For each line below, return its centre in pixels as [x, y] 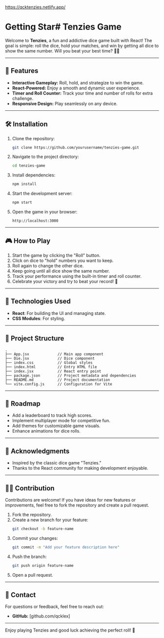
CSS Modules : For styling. [39, 318]
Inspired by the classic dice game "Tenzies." [57, 463]
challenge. [22, 98]
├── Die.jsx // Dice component [50, 358]
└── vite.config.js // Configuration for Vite [59, 384]
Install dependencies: [34, 175]
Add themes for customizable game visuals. [56, 426]
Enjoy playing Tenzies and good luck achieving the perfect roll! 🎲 [70, 630]
